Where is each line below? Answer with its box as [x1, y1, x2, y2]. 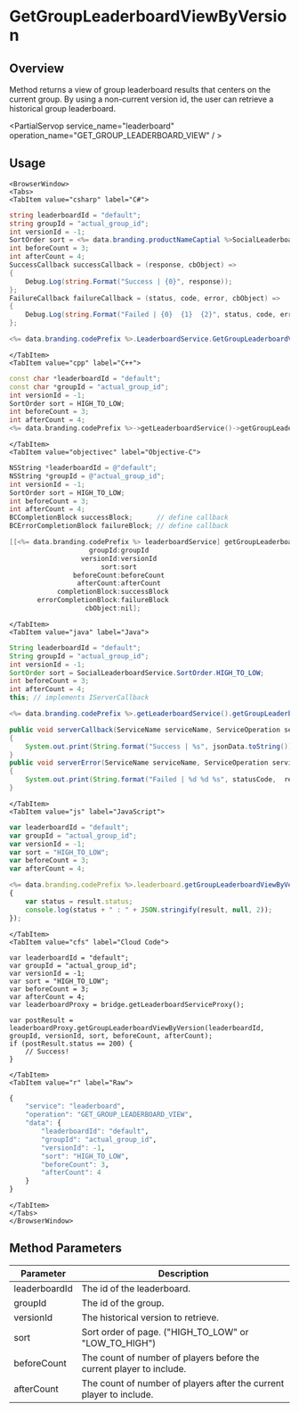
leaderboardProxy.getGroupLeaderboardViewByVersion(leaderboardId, [9, 1023, 265, 1032]
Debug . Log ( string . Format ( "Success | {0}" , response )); [25, 277, 233, 286]
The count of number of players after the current [81, 1376, 285, 1389]
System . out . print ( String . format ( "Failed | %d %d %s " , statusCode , [25, 775, 277, 784]
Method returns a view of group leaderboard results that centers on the [9, 85, 271, 95]
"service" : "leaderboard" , [25, 1102, 125, 1111]
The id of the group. [81, 1296, 165, 1309]
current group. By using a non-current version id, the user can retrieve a [9, 94, 274, 104]
